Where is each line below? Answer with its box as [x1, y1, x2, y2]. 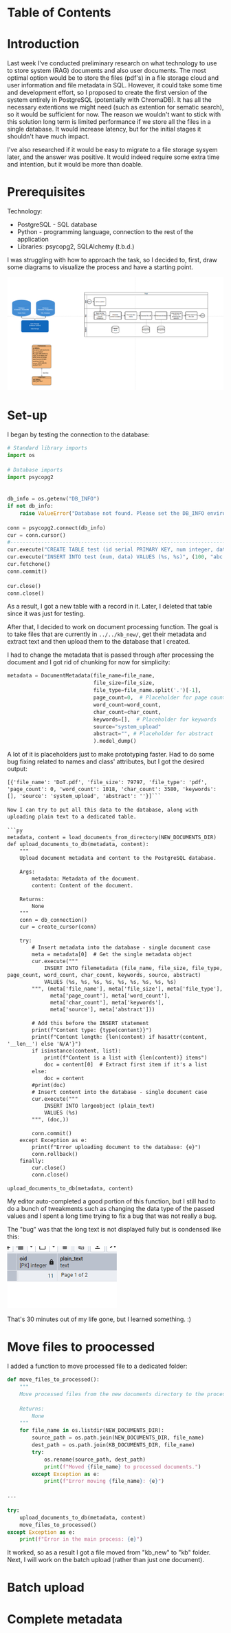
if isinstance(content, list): [32, 1048, 122, 1055]
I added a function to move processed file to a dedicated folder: [7, 1362, 188, 1371]
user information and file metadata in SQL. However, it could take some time [7, 81, 223, 89]
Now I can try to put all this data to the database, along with [7, 807, 198, 814]
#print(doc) [32, 1082, 67, 1089]
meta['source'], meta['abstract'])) [50, 1007, 155, 1013]
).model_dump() [93, 738, 137, 745]
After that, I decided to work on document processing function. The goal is [7, 623, 219, 631]
